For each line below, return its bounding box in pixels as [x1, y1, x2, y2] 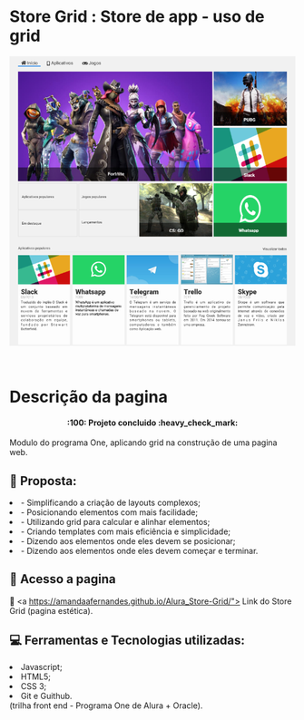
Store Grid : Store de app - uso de [9, 6, 265, 27]
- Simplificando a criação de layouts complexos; [21, 497, 201, 509]
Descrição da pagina [9, 387, 168, 407]
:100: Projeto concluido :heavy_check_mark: [66, 417, 239, 428]
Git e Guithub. [21, 690, 73, 701]
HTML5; [21, 671, 52, 682]
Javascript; [21, 661, 63, 672]
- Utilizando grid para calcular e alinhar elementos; [21, 517, 211, 528]
